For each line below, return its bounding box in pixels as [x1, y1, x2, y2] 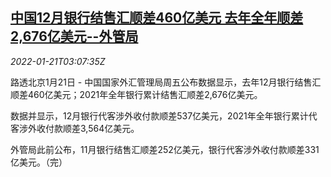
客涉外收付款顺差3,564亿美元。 [10, 122, 140, 134]
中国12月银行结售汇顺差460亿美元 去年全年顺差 [10, 9, 304, 27]
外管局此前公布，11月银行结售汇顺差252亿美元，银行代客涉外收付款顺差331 [10, 143, 320, 155]
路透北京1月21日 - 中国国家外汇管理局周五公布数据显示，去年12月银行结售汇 [10, 76, 322, 88]
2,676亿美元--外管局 [10, 28, 139, 45]
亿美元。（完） [10, 156, 68, 168]
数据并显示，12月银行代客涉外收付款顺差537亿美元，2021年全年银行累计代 [10, 109, 318, 122]
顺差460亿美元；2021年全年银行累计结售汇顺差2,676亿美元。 [10, 88, 263, 100]
